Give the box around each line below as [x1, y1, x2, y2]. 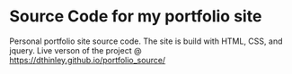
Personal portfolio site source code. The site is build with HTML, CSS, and [9, 36, 283, 46]
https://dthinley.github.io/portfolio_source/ [9, 54, 166, 65]
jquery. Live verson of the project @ [9, 45, 142, 55]
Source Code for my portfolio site [9, 6, 262, 27]
